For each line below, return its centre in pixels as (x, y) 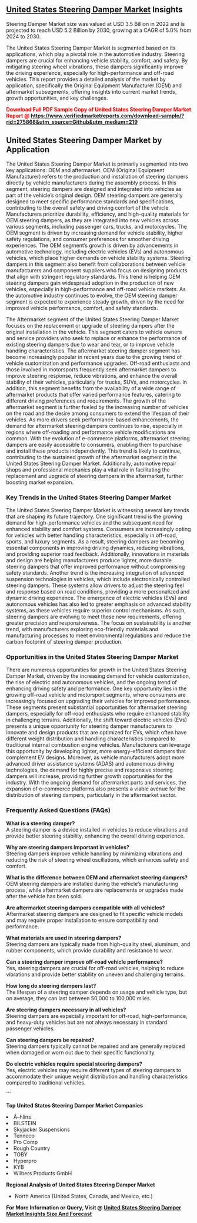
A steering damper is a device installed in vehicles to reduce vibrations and (97, 829)
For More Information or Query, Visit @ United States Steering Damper (94, 1207)
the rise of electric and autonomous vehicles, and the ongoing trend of (92, 683)
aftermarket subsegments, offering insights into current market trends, (91, 91)
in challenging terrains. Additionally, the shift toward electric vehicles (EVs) (96, 720)
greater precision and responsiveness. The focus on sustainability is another (99, 623)
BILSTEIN (25, 1123)
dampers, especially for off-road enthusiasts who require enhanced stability (98, 714)
